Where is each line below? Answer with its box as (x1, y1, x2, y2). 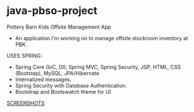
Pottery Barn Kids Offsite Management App (6, 23, 111, 30)
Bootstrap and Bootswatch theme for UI (15, 88, 111, 95)
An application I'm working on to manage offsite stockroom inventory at (15, 34, 188, 41)
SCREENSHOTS (6, 99, 45, 106)
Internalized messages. (15, 76, 72, 83)
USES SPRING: (6, 52, 43, 59)
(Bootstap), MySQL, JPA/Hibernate (15, 69, 100, 76)
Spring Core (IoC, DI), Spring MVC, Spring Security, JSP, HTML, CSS (15, 63, 181, 71)
